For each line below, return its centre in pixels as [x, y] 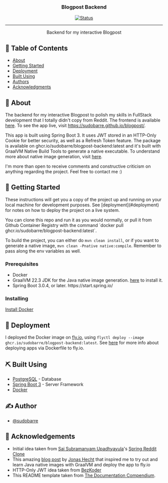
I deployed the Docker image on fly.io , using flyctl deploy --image [74, 337]
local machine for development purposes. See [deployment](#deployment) [82, 205]
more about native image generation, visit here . [54, 156]
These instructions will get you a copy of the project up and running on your [83, 199]
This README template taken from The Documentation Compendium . [84, 475]
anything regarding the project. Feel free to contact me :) [64, 171]
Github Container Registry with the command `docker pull [64, 225]
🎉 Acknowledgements [40, 437]
